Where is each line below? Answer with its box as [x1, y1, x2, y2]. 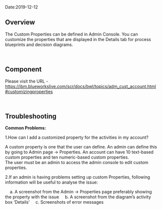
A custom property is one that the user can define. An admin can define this [5, 144, 157, 150]
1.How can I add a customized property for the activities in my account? [5, 134, 149, 141]
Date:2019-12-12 [5, 4, 38, 10]
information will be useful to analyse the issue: [5, 179, 98, 185]
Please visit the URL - [5, 78, 49, 84]
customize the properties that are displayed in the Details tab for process [5, 36, 151, 42]
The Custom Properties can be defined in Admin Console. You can [5, 31, 138, 37]
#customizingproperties [5, 88, 53, 94]
